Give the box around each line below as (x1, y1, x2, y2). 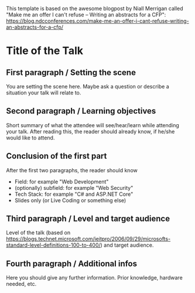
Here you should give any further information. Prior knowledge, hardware (6, 274, 183, 281)
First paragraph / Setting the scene (6, 67, 136, 77)
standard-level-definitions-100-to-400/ (6, 241, 101, 248)
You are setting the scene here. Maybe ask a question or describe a (6, 83, 170, 90)
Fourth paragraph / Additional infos (6, 258, 138, 268)
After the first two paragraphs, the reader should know (6, 166, 138, 173)
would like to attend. (6, 134, 55, 141)
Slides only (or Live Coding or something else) (14, 196, 126, 204)
